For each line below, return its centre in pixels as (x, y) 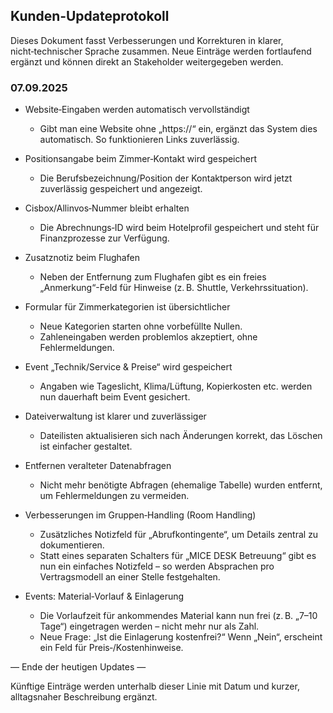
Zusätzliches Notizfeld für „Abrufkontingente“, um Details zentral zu (179, 535)
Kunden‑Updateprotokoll (90, 16)
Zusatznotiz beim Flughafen (82, 258)
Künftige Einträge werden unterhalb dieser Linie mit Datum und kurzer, (155, 686)
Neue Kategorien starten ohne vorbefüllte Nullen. (141, 326)
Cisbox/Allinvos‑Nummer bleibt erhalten (107, 208)
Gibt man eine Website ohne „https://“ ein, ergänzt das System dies (178, 129)
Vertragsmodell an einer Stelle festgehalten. (130, 577)
